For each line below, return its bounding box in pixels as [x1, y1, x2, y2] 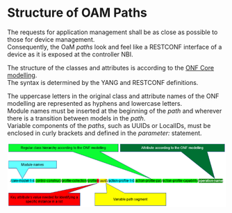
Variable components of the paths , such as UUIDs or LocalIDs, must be [7, 121, 211, 129]
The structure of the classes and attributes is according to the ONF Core [7, 63, 214, 72]
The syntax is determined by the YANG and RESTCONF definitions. [7, 78, 199, 86]
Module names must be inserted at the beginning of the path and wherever [7, 106, 222, 115]
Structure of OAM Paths [7, 5, 148, 21]
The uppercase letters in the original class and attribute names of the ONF [7, 92, 219, 100]
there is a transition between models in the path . [7, 113, 146, 123]
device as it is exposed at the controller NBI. [7, 50, 133, 58]
